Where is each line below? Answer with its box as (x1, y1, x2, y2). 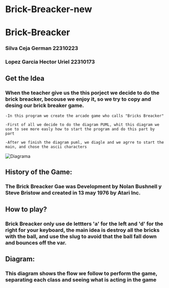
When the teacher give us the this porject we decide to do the (5, 89, 159, 96)
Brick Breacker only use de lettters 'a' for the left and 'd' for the (5, 220, 163, 227)
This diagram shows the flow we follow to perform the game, (5, 270, 158, 277)
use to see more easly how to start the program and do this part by (5, 127, 155, 132)
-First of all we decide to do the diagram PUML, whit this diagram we (5, 122, 159, 127)
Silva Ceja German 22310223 (5, 45, 78, 52)
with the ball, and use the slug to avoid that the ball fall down (5, 233, 157, 240)
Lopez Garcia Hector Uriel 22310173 (5, 58, 95, 65)
